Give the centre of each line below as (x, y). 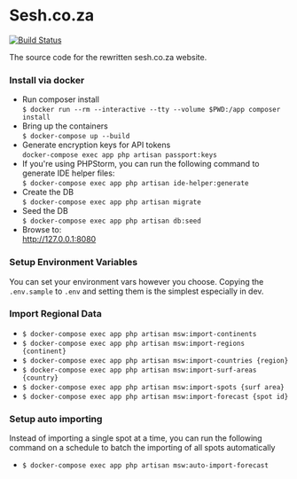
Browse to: (42, 230)
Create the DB (47, 192)
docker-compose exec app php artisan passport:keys (119, 155)
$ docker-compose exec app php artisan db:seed (111, 221)
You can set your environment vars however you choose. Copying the (137, 281)
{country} (40, 378)
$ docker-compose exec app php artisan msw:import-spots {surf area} (153, 387)
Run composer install (61, 99)
